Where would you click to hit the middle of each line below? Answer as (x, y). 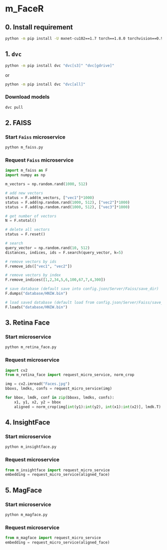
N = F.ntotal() (21, 221)
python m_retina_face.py (31, 347)
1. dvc (13, 54)
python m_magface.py (27, 515)
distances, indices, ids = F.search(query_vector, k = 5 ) (64, 252)
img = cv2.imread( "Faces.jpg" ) (38, 384)
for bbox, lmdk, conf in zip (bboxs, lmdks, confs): (60, 398)
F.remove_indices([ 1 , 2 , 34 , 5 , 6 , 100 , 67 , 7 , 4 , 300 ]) (55, 280)
